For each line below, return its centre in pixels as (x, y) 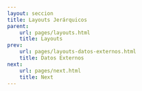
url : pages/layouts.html (55, 32)
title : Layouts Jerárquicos (47, 20)
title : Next (36, 77)
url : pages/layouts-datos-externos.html (78, 52)
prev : (15, 45)
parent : (18, 26)
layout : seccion (30, 13)
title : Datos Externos (52, 58)
